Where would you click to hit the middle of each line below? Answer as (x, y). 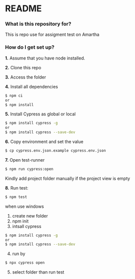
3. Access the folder (26, 77)
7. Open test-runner (25, 160)
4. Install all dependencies (32, 86)
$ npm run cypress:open (29, 169)
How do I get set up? (30, 47)
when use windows (24, 206)
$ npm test (16, 197)
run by (19, 254)
